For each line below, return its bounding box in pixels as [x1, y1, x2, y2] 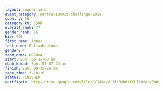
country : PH [5, 16, 29, 21]
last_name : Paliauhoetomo [5, 43, 58, 48]
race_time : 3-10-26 [5, 71, 45, 75]
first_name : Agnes [5, 39, 42, 44]
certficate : [5, 79, 29, 84]
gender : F [5, 48, 25, 53]
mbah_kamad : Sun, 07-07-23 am [5, 61, 67, 66]
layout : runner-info [5, 7, 47, 12]
